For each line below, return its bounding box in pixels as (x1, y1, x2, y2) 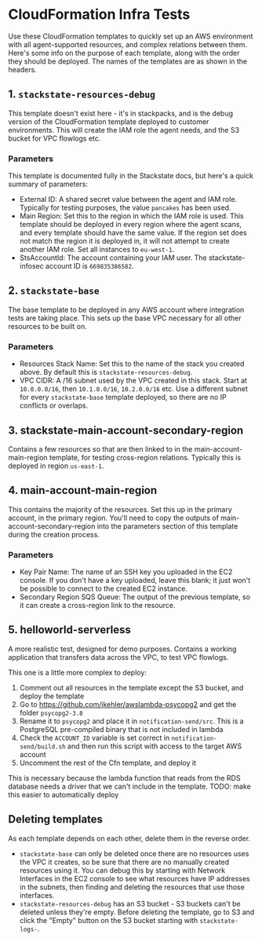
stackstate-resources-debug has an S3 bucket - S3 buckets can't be (19, 899, 241, 908)
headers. (8, 64, 37, 74)
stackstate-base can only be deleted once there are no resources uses (19, 848, 249, 858)
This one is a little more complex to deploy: (8, 668, 147, 677)
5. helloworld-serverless (8, 623, 132, 637)
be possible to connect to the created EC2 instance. (19, 584, 188, 594)
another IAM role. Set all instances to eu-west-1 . (19, 245, 175, 254)
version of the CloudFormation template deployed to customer (8, 116, 209, 126)
